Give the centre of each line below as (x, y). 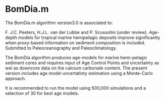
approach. (16, 78)
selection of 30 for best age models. (42, 93)
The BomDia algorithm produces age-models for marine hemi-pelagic (76, 57)
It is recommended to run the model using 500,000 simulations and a (76, 88)
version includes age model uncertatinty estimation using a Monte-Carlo (79, 73)
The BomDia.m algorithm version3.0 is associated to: (59, 23)
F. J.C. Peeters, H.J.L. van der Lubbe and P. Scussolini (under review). (77, 32)
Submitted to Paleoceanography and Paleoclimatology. (61, 48)
